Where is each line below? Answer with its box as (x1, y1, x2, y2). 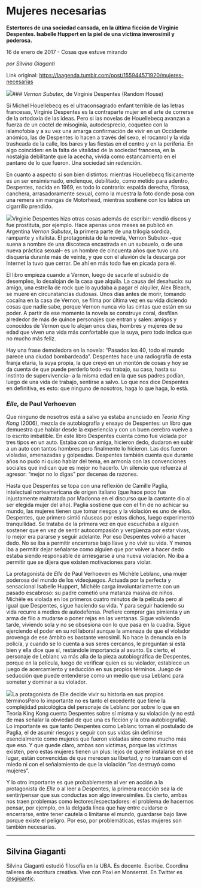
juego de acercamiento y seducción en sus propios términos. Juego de (6, 666, 182, 673)
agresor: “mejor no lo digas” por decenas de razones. (6, 470, 139, 478)
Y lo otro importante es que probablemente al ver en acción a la (6, 779, 163, 786)
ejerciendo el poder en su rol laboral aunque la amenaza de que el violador (6, 627, 191, 635)
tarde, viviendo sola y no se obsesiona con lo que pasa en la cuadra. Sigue (6, 621, 191, 629)
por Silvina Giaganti (6, 60, 55, 67)
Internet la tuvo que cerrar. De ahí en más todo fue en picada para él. (6, 259, 176, 267)
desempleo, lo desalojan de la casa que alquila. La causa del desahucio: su (6, 277, 191, 285)
